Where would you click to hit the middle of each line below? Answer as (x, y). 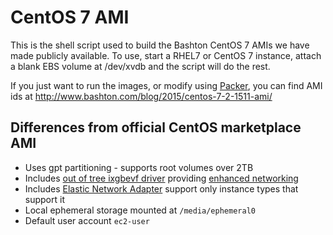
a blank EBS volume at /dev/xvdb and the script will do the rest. (140, 66)
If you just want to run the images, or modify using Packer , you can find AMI (166, 85)
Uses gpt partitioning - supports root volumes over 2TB (139, 167)
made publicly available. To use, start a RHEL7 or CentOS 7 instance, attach (166, 55)
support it (44, 199)
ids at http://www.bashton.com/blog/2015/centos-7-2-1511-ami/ (141, 96)
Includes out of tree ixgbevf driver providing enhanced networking (161, 178)
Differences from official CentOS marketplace (156, 127)
